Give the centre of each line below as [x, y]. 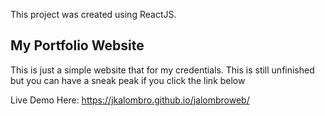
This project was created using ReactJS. [93, 14]
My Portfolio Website [77, 45]
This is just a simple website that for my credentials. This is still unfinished [162, 70]
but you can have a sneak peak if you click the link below [128, 80]
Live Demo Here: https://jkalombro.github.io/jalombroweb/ [130, 100]
